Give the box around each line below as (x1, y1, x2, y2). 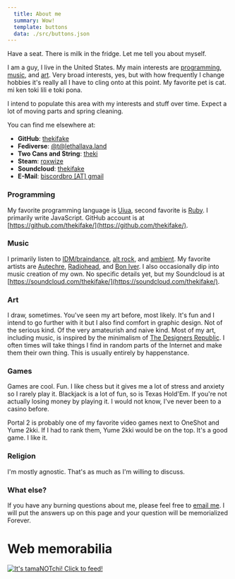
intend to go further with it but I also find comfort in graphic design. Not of (7, 319, 223, 327)
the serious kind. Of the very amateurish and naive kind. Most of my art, (7, 326, 217, 335)
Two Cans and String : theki (17, 149, 98, 158)
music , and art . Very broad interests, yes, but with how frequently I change (7, 71, 224, 79)
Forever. (7, 516, 32, 524)
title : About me (13, 10, 61, 18)
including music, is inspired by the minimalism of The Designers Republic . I (7, 333, 225, 342)
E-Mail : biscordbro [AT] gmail (17, 172, 104, 180)
